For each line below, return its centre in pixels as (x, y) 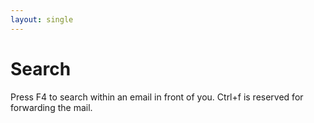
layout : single (42, 19)
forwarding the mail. (51, 107)
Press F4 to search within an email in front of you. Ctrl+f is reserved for (157, 97)
